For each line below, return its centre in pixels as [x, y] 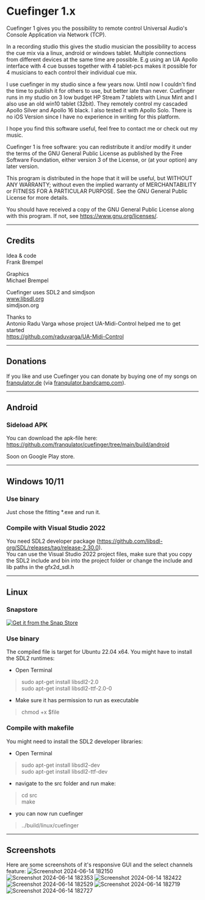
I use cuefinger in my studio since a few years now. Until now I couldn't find [101, 84]
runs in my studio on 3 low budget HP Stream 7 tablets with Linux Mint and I [102, 97]
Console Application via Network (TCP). [56, 34]
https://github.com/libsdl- [131, 541]
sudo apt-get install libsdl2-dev [61, 765]
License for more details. [38, 197]
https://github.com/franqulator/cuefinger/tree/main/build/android [88, 445]
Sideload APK [27, 424]
